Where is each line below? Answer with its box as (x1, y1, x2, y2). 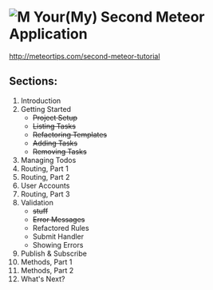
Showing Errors (32, 240, 84, 249)
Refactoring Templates (32, 129, 108, 139)
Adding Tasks (32, 138, 78, 148)
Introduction (20, 96, 61, 105)
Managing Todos (20, 155, 77, 165)
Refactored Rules (32, 223, 90, 232)
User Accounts (20, 181, 70, 190)
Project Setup (32, 113, 78, 122)
